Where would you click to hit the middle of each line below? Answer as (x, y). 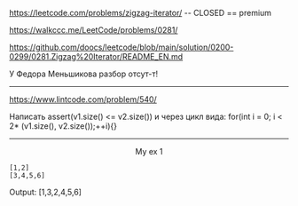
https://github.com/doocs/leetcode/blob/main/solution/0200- (122, 47)
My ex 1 (149, 151)
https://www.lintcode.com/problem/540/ (83, 99)
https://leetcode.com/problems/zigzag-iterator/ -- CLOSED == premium (141, 13)
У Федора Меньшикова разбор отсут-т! (83, 74)
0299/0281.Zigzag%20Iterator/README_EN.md (96, 56)
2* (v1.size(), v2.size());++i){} (63, 126)
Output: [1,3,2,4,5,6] (46, 192)
